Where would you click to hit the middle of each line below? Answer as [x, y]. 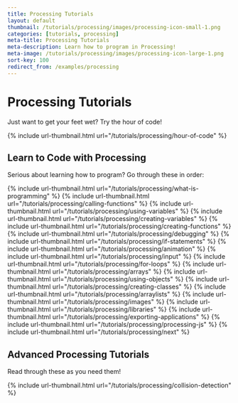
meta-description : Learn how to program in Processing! [92, 47]
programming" [29, 196]
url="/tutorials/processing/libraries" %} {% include [126, 309]
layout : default [31, 21]
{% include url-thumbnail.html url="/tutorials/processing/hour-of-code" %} [117, 135]
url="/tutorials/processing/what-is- [147, 188]
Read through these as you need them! [64, 372]
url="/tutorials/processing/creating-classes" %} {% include [139, 287]
